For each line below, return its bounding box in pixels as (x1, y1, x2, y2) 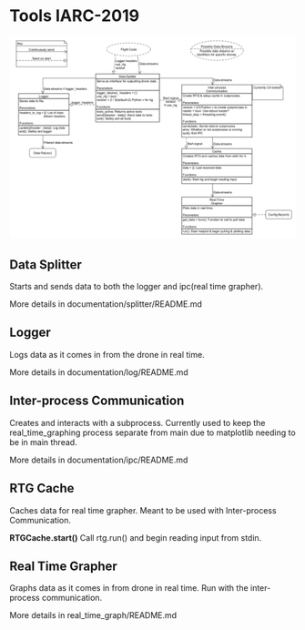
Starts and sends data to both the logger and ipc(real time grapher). (9, 281, 264, 292)
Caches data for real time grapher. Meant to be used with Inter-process (9, 504, 277, 515)
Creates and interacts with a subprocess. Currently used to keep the (9, 417, 266, 428)
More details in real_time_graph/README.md (9, 610, 178, 621)
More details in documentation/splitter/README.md (9, 299, 203, 310)
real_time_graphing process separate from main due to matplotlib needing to (9, 427, 296, 438)
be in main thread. (9, 436, 77, 447)
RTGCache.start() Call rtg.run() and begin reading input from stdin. (9, 532, 262, 543)
